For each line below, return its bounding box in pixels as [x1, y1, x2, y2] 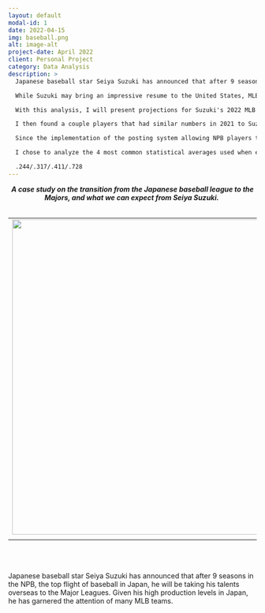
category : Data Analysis [8, 63, 90, 71]
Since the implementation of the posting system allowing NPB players [15, 135, 252, 143]
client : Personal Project [8, 56, 93, 64]
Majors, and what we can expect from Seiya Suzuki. [44, 192, 219, 202]
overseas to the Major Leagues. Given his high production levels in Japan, [8, 588, 248, 597]
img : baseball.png [8, 33, 69, 42]
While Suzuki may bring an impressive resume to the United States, [15, 91, 245, 99]
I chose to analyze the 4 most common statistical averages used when [15, 149, 252, 157]
